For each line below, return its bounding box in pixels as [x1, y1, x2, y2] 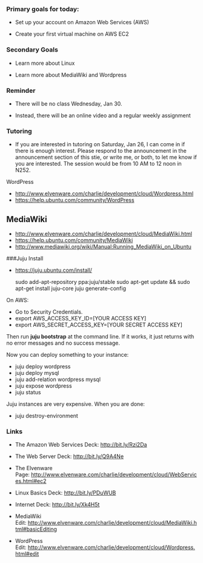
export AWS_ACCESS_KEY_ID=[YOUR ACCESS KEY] [15, 315, 147, 322]
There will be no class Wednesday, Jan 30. [15, 99, 122, 107]
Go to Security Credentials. [15, 308, 83, 315]
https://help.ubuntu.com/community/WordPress [15, 197, 135, 204]
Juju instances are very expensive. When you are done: [6, 400, 145, 408]
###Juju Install [6, 255, 44, 262]
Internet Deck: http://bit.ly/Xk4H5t [15, 501, 100, 508]
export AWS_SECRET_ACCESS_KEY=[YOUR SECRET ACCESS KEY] [15, 321, 183, 328]
